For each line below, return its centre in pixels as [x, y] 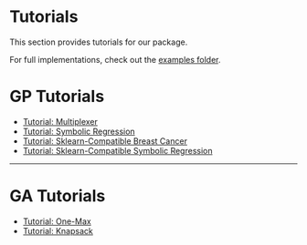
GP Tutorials [57, 97]
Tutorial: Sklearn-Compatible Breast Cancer [105, 141]
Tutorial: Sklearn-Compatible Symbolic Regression [117, 150]
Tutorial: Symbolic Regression [79, 131]
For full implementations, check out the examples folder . [115, 59]
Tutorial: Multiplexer [60, 121]
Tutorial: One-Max [57, 221]
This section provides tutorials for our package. [99, 42]
